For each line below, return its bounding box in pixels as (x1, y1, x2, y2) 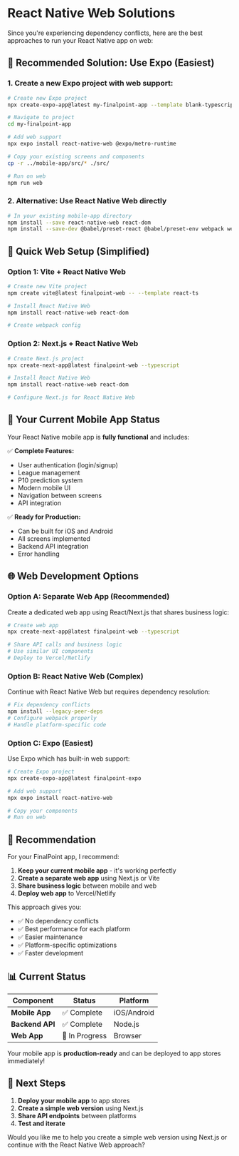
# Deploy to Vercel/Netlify (7, 654, 91, 661)
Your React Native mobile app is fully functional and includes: (7, 432, 190, 441)
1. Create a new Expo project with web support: (7, 78, 174, 88)
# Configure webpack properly (7, 714, 97, 721)
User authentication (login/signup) (17, 460, 119, 469)
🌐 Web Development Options (7, 570, 139, 582)
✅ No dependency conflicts (17, 917, 100, 926)
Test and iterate (17, 1119, 65, 1127)
